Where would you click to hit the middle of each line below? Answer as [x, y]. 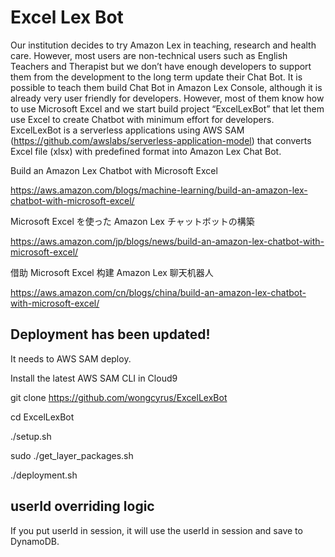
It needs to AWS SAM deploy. [71, 358]
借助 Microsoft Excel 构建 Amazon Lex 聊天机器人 [112, 272]
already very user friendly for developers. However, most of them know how [167, 98]
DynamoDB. [35, 541]
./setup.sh [31, 436]
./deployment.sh [44, 475]
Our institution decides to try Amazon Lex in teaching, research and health [163, 45]
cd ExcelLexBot [42, 417]
